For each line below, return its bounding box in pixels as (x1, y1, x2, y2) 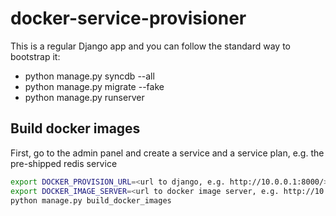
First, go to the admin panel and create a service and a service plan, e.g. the (10, 147, 325, 159)
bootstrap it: (10, 50, 61, 62)
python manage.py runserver (24, 91, 145, 103)
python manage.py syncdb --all (24, 70, 155, 82)
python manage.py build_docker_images (10, 195, 172, 206)
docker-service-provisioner (10, 7, 247, 30)
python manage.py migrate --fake (24, 80, 165, 92)
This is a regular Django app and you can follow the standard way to (10, 40, 291, 52)
